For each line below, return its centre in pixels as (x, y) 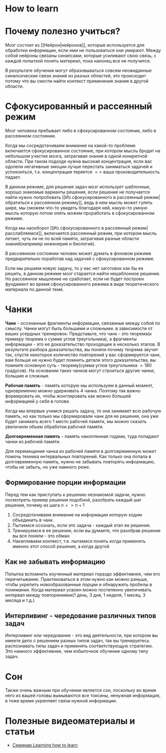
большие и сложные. (27, 376)
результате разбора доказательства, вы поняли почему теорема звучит (82, 349)
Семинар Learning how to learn (45, 745)
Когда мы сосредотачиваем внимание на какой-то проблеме (70, 146)
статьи (20, 731)
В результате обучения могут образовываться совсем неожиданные (79, 70)
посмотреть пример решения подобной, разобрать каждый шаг (74, 500)
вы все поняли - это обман (41, 536)
